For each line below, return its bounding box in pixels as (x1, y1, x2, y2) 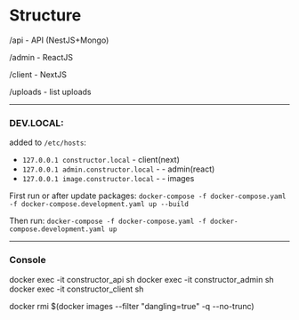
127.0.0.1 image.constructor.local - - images (21, 173, 195, 184)
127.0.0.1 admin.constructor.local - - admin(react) (21, 164, 215, 174)
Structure (9, 5, 82, 26)
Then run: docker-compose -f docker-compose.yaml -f (9, 215, 206, 227)
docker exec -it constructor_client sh (9, 284, 144, 294)
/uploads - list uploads (9, 86, 92, 97)
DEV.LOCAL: (9, 116, 64, 129)
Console (9, 254, 46, 267)
